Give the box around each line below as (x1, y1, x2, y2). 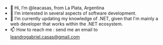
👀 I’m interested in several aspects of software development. (10, 10, 137, 16)
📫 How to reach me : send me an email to (10, 27, 98, 32)
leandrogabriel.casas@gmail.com (10, 34, 80, 40)
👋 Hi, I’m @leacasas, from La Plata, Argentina (10, 5, 105, 11)
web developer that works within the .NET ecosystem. (10, 21, 123, 27)
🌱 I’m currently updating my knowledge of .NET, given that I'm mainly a (10, 16, 158, 21)
